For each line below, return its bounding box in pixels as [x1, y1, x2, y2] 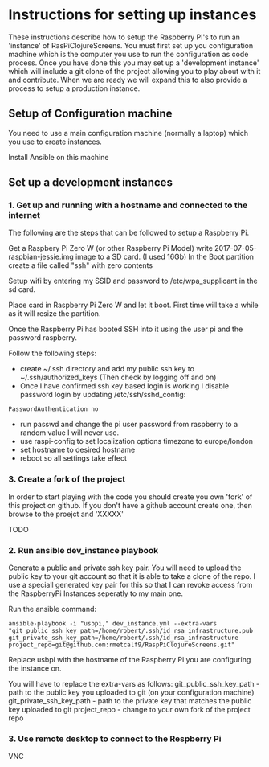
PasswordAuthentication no [8, 405, 99, 413]
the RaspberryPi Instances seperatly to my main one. [8, 589, 183, 598]
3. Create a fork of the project [8, 474, 126, 485]
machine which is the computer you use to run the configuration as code [8, 49, 249, 59]
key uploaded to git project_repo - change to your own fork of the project [8, 705, 251, 715]
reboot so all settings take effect [19, 453, 127, 463]
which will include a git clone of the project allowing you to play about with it [8, 66, 261, 76]
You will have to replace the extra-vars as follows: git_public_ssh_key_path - [8, 679, 259, 689]
